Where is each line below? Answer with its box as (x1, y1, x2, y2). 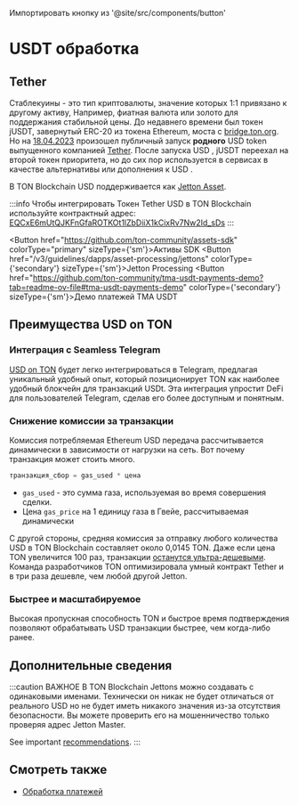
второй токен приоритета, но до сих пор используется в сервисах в (9, 155, 269, 165)
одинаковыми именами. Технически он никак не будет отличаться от (9, 690, 274, 702)
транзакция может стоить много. (9, 453, 135, 464)
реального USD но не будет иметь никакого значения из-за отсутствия (9, 700, 281, 711)
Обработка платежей (21, 785, 103, 796)
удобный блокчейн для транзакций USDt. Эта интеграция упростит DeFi (9, 383, 284, 394)
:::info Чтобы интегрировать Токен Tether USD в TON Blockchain (9, 199, 252, 208)
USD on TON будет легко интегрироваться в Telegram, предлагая (9, 364, 258, 375)
